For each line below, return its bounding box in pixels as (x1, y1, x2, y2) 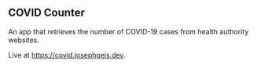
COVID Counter (8, 6, 85, 19)
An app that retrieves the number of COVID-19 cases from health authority (8, 26, 249, 36)
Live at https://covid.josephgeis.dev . (8, 50, 126, 59)
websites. (8, 35, 39, 44)
